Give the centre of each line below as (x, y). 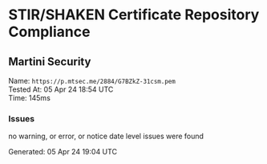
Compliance (49, 32)
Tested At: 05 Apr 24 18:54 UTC (61, 89)
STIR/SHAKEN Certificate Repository (134, 15)
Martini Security (50, 61)
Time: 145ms (29, 98)
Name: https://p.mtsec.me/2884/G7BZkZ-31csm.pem (92, 81)
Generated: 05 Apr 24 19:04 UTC (63, 152)
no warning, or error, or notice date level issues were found (106, 136)
